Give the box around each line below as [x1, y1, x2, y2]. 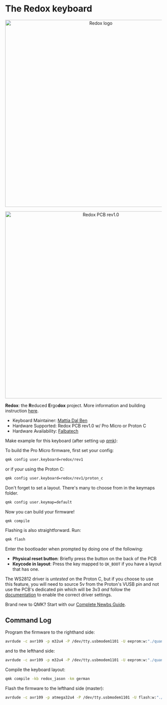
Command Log [5, 616, 52, 624]
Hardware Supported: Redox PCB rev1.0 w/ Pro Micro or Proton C [12, 423, 147, 429]
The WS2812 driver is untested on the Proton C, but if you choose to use [5, 576, 154, 582]
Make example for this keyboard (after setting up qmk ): [5, 438, 118, 444]
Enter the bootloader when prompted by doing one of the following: [5, 546, 143, 552]
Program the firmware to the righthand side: [5, 629, 95, 635]
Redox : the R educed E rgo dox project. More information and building [5, 402, 146, 408]
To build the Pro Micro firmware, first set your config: [5, 447, 114, 453]
